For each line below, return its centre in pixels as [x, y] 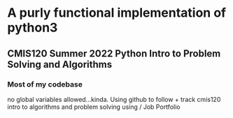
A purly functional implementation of [116, 13]
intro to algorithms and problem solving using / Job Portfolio [94, 107]
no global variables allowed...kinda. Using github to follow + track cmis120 [114, 99]
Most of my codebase [45, 84]
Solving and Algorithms [60, 64]
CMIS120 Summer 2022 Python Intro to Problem [114, 53]
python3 [33, 28]
